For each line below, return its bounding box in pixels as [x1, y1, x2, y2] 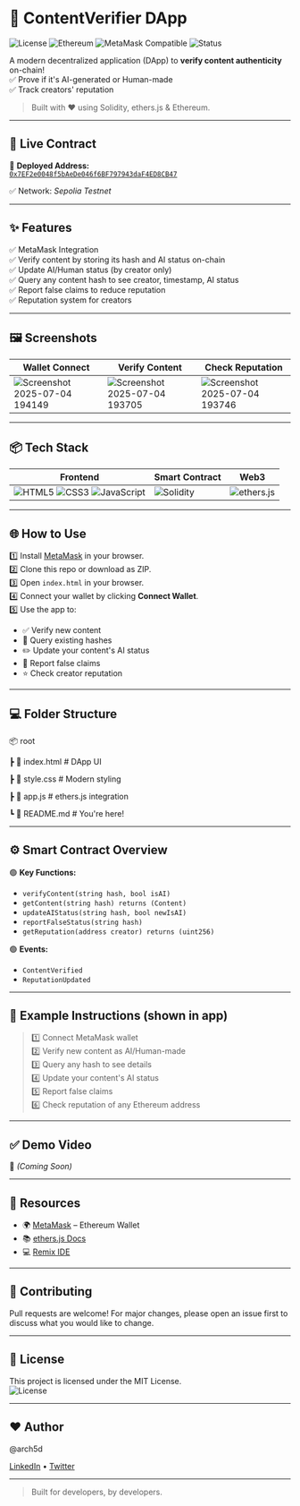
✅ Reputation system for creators [9, 295, 132, 305]
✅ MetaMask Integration [9, 244, 99, 254]
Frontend [59, 471, 100, 483]
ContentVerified [21, 966, 83, 975]
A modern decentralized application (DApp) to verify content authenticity [9, 55, 283, 65]
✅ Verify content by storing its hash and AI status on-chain [9, 254, 226, 265]
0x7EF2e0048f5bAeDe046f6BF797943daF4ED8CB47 [9, 169, 178, 178]
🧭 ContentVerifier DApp [9, 8, 187, 29]
